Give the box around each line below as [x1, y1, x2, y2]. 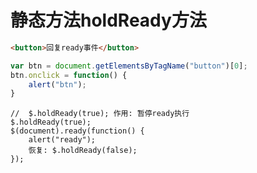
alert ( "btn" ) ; [28, 79, 87, 90]
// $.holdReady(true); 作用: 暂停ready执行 [10, 109, 190, 119]
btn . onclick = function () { [10, 70, 128, 80]
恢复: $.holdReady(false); [28, 146, 138, 156]
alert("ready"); [28, 135, 97, 145]
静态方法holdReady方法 [10, 9, 207, 32]
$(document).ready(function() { [10, 126, 145, 136]
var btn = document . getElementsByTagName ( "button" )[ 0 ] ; [10, 61, 248, 71]
